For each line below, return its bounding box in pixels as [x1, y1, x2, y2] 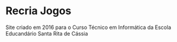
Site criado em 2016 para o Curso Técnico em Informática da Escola [5, 24, 171, 31]
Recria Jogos [5, 4, 72, 18]
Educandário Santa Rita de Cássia [5, 30, 88, 37]
